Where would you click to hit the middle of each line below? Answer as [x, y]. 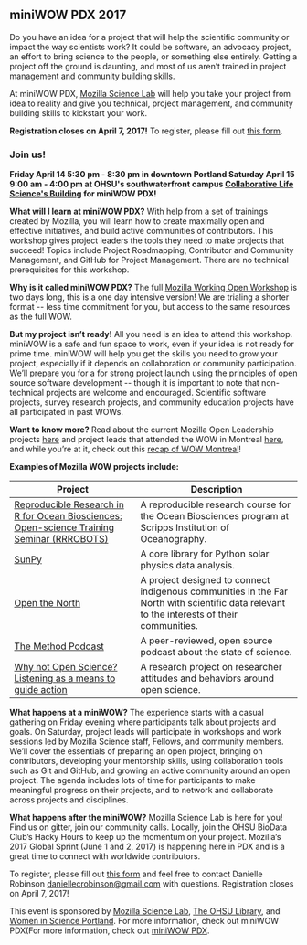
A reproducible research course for [216, 504]
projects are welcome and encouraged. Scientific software [156, 393]
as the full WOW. [41, 317]
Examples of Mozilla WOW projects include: [95, 467]
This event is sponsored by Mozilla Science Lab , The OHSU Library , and [145, 911]
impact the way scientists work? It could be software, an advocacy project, [150, 47]
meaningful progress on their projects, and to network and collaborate [142, 791]
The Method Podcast [59, 646]
